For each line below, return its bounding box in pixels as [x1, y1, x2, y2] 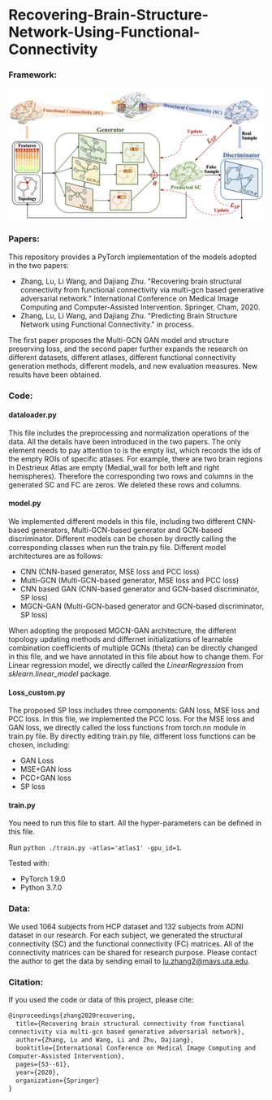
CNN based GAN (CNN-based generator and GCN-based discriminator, [19, 583, 260, 594]
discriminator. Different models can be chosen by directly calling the [8, 534, 237, 544]
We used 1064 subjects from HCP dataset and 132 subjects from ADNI [8, 921, 244, 931]
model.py [8, 498, 41, 509]
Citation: [8, 977, 44, 988]
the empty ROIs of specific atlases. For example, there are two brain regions [8, 453, 263, 464]
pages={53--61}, [15, 1060, 71, 1068]
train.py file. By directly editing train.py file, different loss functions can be [8, 731, 256, 741]
